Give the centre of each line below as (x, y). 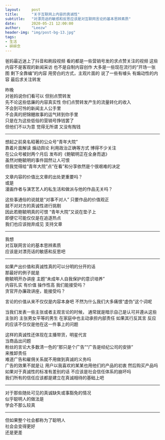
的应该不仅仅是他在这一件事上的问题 (42, 324)
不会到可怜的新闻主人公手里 (33, 108)
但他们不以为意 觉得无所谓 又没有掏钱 (43, 126)
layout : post (23, 10)
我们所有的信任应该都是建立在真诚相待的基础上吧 (55, 378)
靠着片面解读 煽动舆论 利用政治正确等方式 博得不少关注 (61, 147)
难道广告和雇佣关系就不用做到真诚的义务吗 (48, 359)
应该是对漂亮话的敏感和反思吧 (35, 251)
